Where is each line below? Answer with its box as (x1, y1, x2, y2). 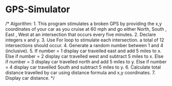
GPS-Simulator (5, 4, 70, 15)
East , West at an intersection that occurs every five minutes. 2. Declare (5, 31, 156, 37)
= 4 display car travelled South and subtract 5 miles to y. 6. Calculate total (5, 64, 161, 70)
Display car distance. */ (5, 75, 55, 81)
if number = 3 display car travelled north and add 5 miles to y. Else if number (5, 58, 167, 64)
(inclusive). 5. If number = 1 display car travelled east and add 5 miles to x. (5, 48, 162, 54)
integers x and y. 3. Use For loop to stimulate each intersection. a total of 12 (5, 37, 165, 43)
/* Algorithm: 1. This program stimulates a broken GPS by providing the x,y (5, 20, 162, 27)
